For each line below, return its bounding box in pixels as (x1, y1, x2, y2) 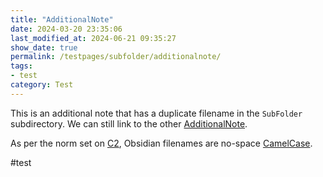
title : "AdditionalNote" (10, 14, 114, 25)
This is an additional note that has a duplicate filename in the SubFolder (10, 107, 303, 119)
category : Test (10, 80, 74, 90)
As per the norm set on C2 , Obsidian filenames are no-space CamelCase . (10, 137, 313, 149)
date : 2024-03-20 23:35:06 (10, 24, 123, 34)
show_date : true (10, 42, 78, 53)
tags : (10, 61, 33, 71)
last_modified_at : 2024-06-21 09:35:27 (10, 33, 177, 43)
